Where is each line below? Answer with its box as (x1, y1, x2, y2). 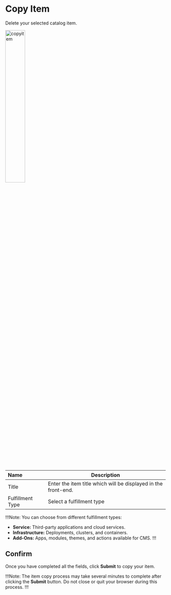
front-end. (47, 486, 74, 494)
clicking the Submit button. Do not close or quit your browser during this (5, 578, 158, 584)
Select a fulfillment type (47, 498, 105, 505)
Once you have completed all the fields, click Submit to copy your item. (5, 563, 155, 569)
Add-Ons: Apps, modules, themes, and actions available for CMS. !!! (12, 535, 157, 541)
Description (91, 471, 121, 478)
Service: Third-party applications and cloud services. (12, 524, 126, 530)
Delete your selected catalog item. (5, 20, 77, 26)
